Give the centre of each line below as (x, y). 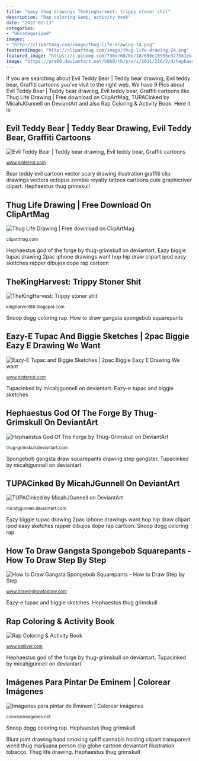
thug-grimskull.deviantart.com (37, 448)
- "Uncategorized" (29, 34)
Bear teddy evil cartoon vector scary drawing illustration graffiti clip (88, 174)
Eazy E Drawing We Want (53, 346)
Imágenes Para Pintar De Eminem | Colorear (88, 682)
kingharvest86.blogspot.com (36, 307)
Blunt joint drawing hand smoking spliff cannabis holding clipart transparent (99, 739)
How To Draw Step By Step (56, 560)
